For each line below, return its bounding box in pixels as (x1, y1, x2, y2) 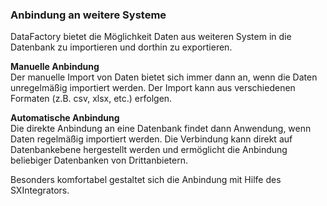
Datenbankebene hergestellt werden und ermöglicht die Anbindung (10, 144, 288, 156)
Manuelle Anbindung (10, 61, 100, 73)
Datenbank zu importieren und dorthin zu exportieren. (10, 41, 233, 53)
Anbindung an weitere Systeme (10, 8, 167, 22)
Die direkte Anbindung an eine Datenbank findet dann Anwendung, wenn (10, 123, 312, 135)
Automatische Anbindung (10, 112, 120, 124)
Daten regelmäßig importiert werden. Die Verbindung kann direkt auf (10, 133, 293, 145)
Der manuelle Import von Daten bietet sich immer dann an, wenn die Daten (10, 71, 318, 83)
